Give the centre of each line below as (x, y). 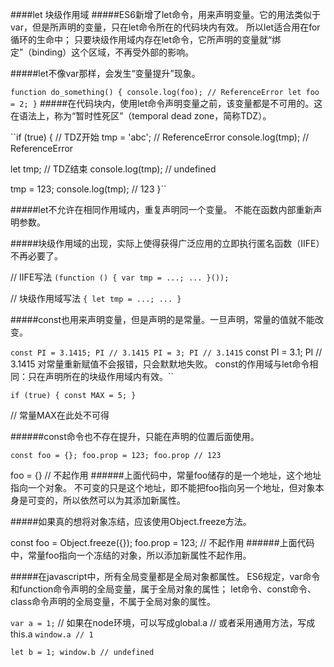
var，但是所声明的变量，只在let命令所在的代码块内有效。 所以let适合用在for (165, 27)
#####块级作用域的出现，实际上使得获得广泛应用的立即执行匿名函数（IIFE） (167, 243)
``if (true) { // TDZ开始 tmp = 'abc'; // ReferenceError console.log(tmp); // (160, 137)
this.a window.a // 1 (52, 634)
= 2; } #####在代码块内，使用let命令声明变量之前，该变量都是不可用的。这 (166, 103)
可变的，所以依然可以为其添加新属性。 (106, 500)
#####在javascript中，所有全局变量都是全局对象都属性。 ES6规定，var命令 (165, 576)
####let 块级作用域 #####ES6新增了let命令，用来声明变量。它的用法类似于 (166, 14)
